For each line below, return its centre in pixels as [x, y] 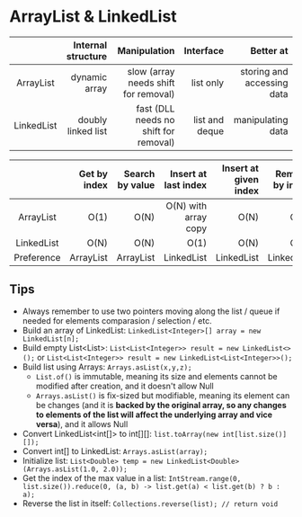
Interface [204, 50]
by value [136, 184]
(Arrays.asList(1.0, [61, 469]
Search [139, 174]
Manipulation [146, 50]
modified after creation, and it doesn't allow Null [124, 386]
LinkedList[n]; [51, 339]
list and [209, 120]
